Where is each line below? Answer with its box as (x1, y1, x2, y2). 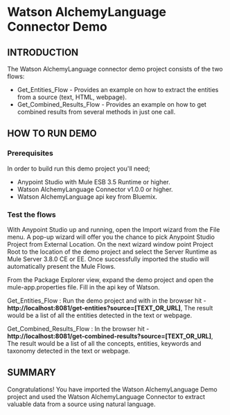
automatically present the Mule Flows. (7, 262, 116, 270)
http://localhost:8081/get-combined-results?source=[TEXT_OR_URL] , (7, 332, 213, 340)
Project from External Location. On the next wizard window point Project (7, 240, 213, 248)
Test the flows (7, 209, 57, 219)
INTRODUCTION (7, 46, 79, 58)
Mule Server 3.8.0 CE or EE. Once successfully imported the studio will (7, 254, 209, 263)
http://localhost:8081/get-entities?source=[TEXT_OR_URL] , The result (7, 303, 213, 312)
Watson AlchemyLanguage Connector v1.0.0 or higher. (17, 185, 173, 193)
